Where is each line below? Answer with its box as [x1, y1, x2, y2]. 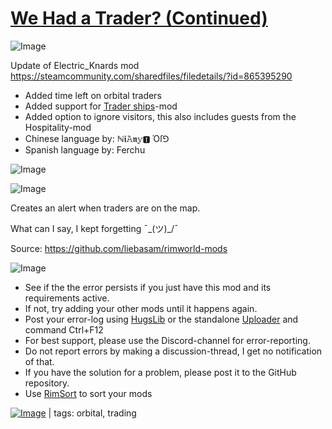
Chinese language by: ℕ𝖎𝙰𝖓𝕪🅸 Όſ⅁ [24, 132, 170, 144]
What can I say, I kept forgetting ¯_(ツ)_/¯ [10, 222, 179, 234]
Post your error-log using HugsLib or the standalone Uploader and [24, 313, 299, 325]
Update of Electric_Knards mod [10, 59, 140, 71]
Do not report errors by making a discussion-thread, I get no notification [24, 345, 323, 357]
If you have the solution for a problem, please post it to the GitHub [24, 366, 297, 378]
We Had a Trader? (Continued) [10, 7, 268, 30]
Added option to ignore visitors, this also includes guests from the [24, 110, 297, 122]
